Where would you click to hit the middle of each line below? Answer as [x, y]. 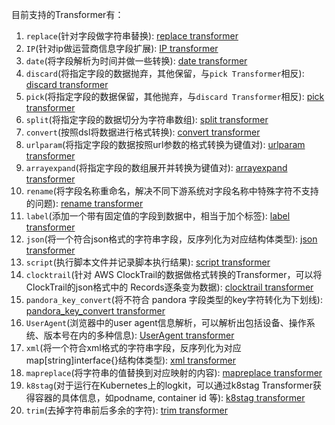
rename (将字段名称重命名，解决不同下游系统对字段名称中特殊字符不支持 [172, 191]
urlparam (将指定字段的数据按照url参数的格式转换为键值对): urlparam [165, 144]
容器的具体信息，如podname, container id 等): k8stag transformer [170, 397]
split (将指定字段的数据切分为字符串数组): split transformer [147, 119]
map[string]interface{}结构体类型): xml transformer [131, 360]
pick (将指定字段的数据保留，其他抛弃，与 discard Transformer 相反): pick [175, 96]
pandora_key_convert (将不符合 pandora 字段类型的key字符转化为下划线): [174, 299]
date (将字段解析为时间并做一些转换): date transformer [136, 61]
